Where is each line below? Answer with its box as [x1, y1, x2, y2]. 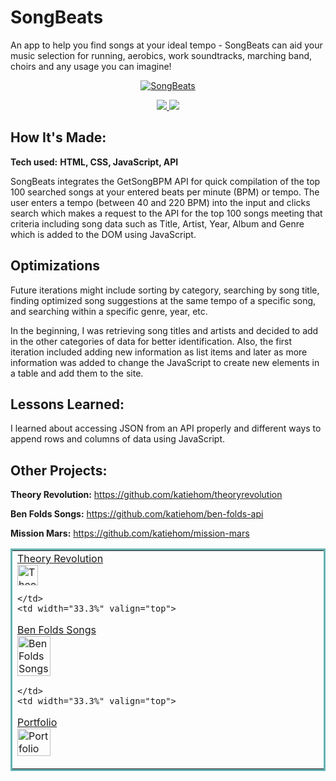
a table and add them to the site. [10, 367, 144, 379]
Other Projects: [10, 462, 108, 479]
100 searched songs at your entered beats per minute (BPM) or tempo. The [10, 186, 320, 198]
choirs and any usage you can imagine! [10, 60, 172, 72]
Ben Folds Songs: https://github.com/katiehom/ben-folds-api [10, 508, 264, 520]
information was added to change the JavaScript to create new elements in [10, 356, 320, 368]
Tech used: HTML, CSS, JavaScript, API [10, 156, 179, 168]
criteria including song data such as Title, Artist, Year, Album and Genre [10, 217, 305, 230]
